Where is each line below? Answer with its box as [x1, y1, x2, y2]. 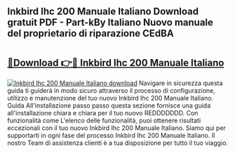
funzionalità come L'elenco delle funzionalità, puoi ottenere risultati [7, 116, 201, 124]
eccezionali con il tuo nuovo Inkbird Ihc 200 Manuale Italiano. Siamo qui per [7, 124, 227, 132]
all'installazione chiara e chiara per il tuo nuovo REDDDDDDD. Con [7, 109, 199, 117]
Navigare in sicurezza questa [139, 79, 223, 87]
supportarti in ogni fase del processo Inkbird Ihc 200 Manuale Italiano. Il [7, 131, 215, 139]
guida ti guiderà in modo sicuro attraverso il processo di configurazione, [7, 86, 215, 94]
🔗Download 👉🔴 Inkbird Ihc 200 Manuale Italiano [7, 56, 224, 69]
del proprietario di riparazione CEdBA [7, 27, 174, 39]
